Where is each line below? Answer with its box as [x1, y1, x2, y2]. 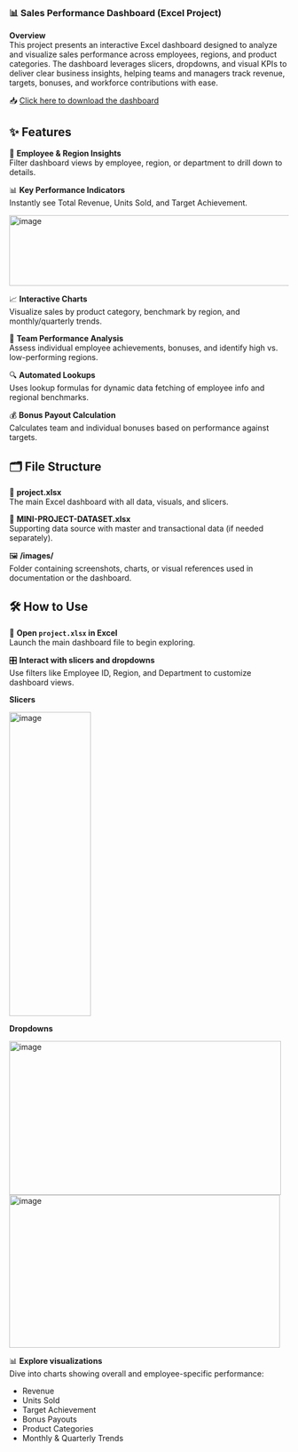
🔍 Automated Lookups [9, 370, 96, 381]
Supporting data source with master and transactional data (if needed [9, 523, 264, 533]
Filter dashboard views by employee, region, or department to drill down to [9, 157, 283, 168]
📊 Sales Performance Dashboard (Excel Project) [9, 6, 222, 19]
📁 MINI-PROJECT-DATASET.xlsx [9, 513, 131, 524]
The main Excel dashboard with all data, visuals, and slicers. [9, 496, 229, 507]
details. [9, 167, 36, 178]
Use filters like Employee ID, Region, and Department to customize [9, 667, 252, 678]
